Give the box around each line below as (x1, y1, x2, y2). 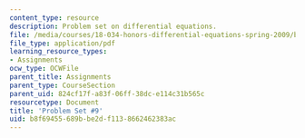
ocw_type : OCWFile (9, 64, 79, 74)
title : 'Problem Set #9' (9, 106, 103, 115)
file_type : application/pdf (9, 38, 116, 48)
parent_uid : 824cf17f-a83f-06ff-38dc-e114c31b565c (9, 89, 205, 98)
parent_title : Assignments (9, 73, 112, 82)
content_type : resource (9, 13, 100, 23)
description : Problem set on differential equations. (9, 22, 218, 31)
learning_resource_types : (9, 47, 107, 56)
